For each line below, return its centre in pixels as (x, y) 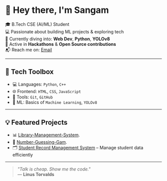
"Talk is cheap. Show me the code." (54, 169)
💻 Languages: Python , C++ (39, 84)
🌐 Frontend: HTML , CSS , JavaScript (46, 91)
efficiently (23, 155)
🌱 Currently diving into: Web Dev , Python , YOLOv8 (58, 39)
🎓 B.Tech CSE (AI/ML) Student (37, 24)
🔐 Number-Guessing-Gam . (40, 142)
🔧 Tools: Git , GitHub (33, 97)
